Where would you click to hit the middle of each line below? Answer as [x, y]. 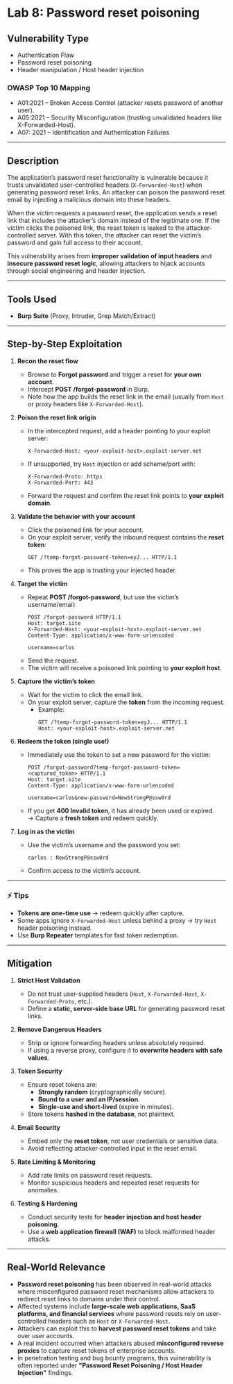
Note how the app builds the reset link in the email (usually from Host [126, 397]
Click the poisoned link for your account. [86, 530]
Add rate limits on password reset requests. [90, 1175]
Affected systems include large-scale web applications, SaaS [106, 1306]
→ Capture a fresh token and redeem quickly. [93, 818]
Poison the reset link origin [57, 417]
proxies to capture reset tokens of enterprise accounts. [96, 1350]
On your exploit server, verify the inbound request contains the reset [126, 537]
